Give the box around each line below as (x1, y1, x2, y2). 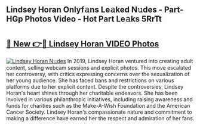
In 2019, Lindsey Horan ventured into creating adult (67, 58, 193, 64)
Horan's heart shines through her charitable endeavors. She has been (6, 89, 178, 96)
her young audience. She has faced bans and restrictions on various (6, 77, 174, 84)
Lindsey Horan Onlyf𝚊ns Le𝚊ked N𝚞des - (6, 5, 163, 15)
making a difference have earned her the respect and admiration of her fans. (6, 115, 195, 121)
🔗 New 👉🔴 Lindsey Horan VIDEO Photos (6, 39, 159, 49)
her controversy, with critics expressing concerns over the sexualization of (6, 71, 190, 77)
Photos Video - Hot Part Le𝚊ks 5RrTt (24, 14, 162, 24)
